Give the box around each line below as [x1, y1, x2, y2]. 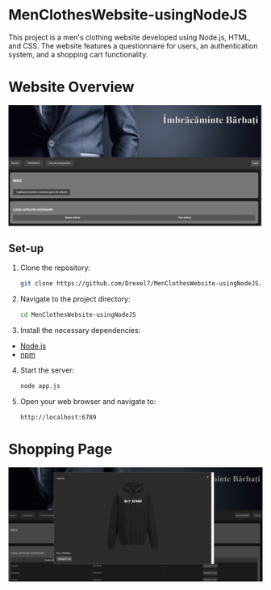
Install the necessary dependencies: [19, 326, 141, 335]
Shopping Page [8, 440, 113, 458]
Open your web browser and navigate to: [19, 397, 156, 407]
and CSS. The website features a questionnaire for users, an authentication [8, 40, 258, 50]
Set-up [8, 241, 44, 255]
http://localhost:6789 [19, 414, 97, 422]
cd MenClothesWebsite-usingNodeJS [19, 311, 136, 319]
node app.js [19, 382, 60, 390]
